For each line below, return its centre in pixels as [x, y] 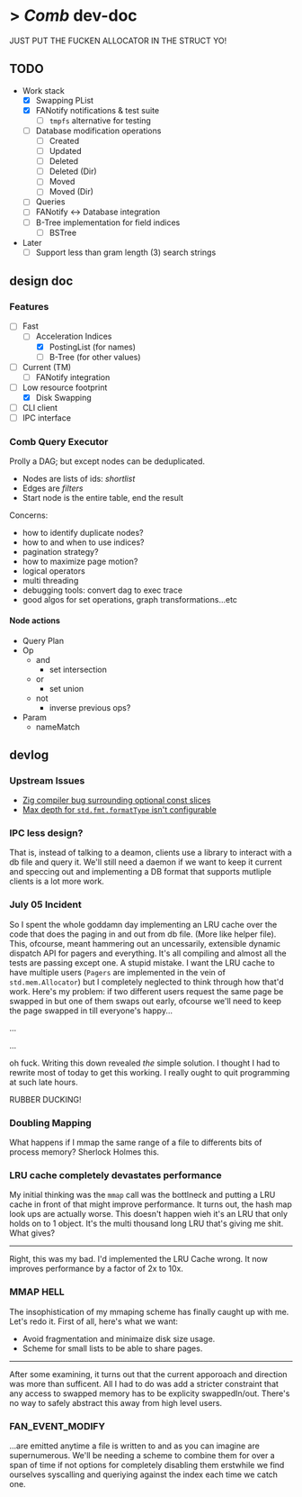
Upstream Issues [47, 780]
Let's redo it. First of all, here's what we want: [93, 1321]
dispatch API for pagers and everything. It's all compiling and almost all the [148, 953]
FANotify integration [73, 377]
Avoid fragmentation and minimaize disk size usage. [119, 1338]
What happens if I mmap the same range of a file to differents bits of [136, 1143]
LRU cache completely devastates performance [115, 1175]
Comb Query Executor [59, 441]
